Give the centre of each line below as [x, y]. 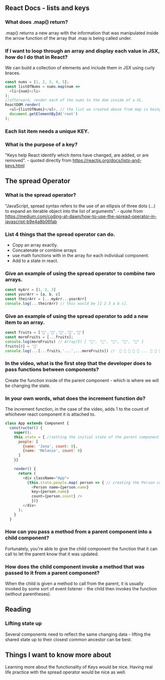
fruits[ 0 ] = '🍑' [22, 346]
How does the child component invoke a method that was [75, 567]
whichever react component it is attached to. [50, 414]
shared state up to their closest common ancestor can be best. [69, 639]
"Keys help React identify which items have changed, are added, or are [77, 155]
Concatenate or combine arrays [44, 250]
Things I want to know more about [58, 655]
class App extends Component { [37, 423]
